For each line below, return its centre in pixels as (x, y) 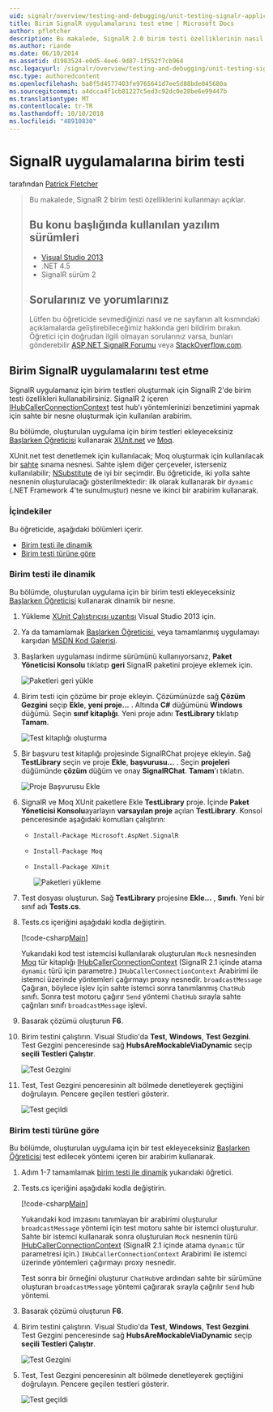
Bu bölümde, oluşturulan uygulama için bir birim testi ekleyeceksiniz (122, 591)
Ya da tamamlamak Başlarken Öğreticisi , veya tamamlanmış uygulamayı (140, 632)
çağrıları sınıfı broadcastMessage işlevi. (84, 1005)
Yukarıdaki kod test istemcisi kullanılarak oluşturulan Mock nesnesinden (139, 953)
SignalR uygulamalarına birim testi (127, 162)
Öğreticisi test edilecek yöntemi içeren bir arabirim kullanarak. (112, 1157)
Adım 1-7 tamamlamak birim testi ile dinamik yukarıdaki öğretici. (127, 1172)
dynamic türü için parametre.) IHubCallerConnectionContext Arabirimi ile (139, 970)
